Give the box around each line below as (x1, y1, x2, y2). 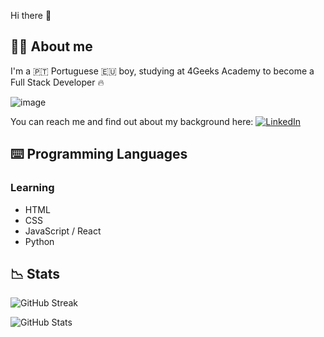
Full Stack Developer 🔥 (10, 76, 105, 88)
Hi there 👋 (10, 10, 52, 21)
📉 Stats (10, 265, 61, 282)
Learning (10, 181, 55, 195)
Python (24, 235, 55, 247)
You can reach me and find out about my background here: (10, 115, 254, 127)
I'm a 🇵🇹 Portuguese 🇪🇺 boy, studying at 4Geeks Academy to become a (10, 65, 315, 77)
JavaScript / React (24, 225, 102, 237)
